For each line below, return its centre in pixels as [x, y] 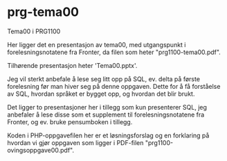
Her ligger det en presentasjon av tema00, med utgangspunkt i [97, 44]
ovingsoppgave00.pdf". [41, 150]
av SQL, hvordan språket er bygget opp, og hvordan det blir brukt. [101, 94]
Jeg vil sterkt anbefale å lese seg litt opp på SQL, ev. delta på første [104, 79]
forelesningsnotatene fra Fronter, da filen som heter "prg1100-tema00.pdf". [114, 52]
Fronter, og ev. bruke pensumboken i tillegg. [70, 121]
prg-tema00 [43, 12]
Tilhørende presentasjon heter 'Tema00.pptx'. [72, 65]
